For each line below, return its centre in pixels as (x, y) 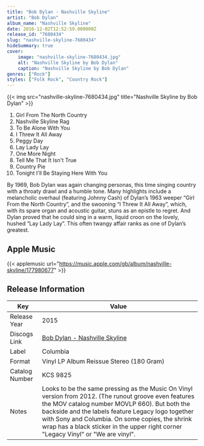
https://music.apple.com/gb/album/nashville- (115, 263)
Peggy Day (29, 141)
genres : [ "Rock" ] (29, 74)
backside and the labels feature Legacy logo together (118, 411)
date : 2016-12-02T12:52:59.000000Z (52, 29)
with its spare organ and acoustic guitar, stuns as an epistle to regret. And (99, 211)
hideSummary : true (30, 46)
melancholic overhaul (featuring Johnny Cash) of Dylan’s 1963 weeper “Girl (101, 198)
